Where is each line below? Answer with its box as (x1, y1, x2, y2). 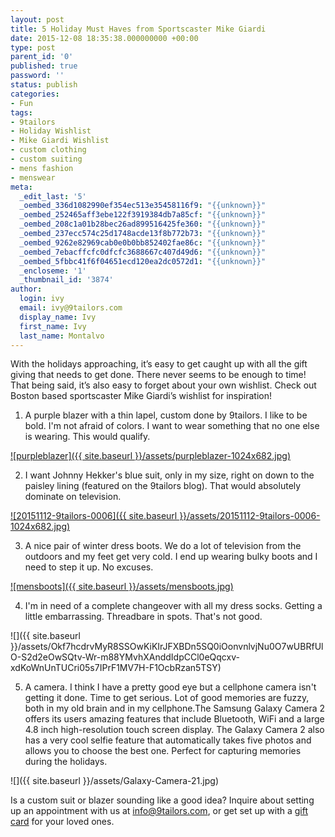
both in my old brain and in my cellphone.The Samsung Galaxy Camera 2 (24, 702, 326, 715)
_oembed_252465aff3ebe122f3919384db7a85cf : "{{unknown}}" (19, 210, 267, 220)
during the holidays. (24, 756, 108, 768)
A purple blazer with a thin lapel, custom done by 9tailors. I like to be (24, 409, 308, 421)
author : (10, 284, 43, 295)
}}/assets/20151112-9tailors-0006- (179, 510, 321, 522)
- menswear (10, 172, 56, 183)
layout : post (10, 14, 65, 25)
